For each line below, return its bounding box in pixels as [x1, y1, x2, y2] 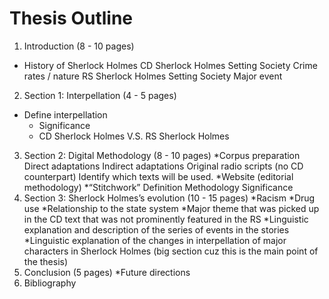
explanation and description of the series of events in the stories [23, 223, 290, 236]
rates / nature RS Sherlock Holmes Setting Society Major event [23, 70, 283, 82]
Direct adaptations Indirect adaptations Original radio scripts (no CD [23, 160, 304, 172]
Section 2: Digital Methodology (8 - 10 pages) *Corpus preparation [23, 149, 301, 161]
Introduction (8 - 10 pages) [23, 40, 135, 52]
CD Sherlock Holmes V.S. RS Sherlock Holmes [38, 130, 230, 142]
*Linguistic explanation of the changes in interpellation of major [23, 234, 287, 246]
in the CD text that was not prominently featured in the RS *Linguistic [23, 213, 309, 225]
